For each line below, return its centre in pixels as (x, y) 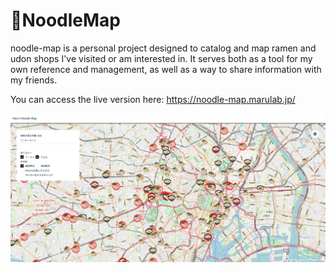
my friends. (34, 80)
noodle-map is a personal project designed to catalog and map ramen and (163, 48)
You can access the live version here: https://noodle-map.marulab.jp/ (153, 99)
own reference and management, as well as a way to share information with (166, 69)
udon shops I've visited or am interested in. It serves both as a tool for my (161, 58)
